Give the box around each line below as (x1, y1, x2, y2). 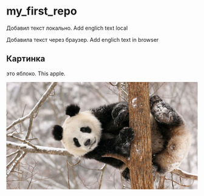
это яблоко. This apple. (6, 70, 66, 77)
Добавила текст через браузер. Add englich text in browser (6, 36, 159, 43)
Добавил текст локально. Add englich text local (6, 24, 128, 32)
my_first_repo (6, 4, 77, 18)
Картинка (6, 53, 46, 64)
